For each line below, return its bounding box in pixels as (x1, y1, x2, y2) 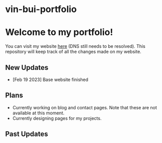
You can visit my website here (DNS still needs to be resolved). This (5, 43, 146, 49)
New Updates (5, 63, 49, 71)
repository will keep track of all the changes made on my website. (5, 49, 142, 55)
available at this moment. (12, 110, 64, 116)
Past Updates (5, 130, 48, 138)
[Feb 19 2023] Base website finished (12, 77, 89, 83)
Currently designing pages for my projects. (12, 115, 102, 121)
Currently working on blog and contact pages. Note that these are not (12, 104, 157, 110)
